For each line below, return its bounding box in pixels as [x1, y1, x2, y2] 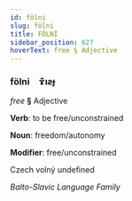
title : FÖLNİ [10, 29, 58, 38]
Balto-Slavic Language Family [10, 181, 120, 192]
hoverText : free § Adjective [10, 46, 118, 55]
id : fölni [10, 12, 47, 22]
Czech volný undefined [10, 165, 96, 175]
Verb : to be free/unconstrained [10, 113, 124, 124]
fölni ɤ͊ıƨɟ [10, 76, 56, 88]
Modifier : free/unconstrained [10, 148, 118, 158]
